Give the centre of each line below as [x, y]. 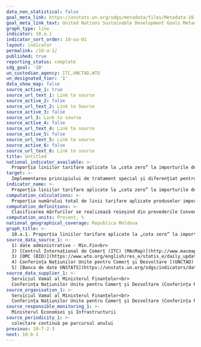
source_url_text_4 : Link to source [51, 129]
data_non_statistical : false [42, 12]
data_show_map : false [33, 84]
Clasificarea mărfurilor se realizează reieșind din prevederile [95, 212]
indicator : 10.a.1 [29, 34]
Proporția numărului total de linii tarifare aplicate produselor [96, 201]
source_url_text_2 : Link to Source [51, 106]
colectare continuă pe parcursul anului [63, 323]
